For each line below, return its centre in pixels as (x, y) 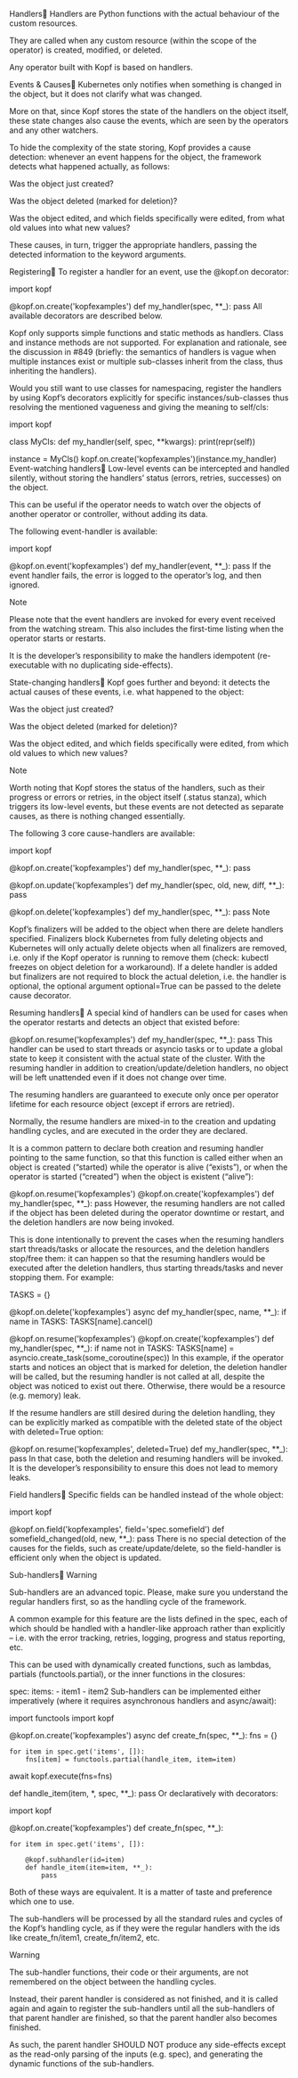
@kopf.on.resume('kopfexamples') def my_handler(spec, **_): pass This (141, 1039)
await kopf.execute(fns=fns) (61, 1776)
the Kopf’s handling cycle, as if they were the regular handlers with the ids (145, 1928)
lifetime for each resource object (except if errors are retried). (122, 1104)
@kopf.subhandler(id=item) (75, 1860)
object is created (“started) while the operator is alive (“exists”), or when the (149, 1167)
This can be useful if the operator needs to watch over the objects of (135, 505)
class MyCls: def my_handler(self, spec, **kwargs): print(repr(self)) (133, 442)
